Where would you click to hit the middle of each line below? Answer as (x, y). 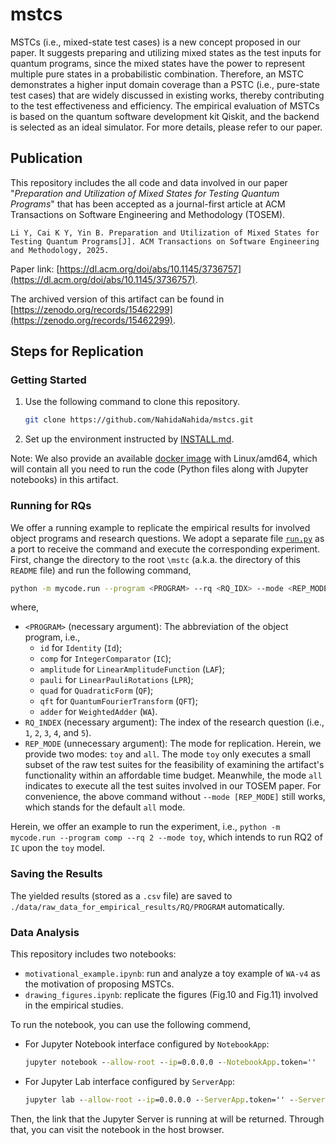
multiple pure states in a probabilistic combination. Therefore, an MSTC (157, 74)
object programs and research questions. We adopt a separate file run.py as (167, 538)
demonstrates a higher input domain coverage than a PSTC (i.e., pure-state (165, 84)
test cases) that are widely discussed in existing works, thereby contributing (167, 95)
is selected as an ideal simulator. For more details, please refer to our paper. (166, 127)
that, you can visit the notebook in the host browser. (117, 1129)
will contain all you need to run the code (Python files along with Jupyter (159, 469)
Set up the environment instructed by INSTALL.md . (129, 439)
